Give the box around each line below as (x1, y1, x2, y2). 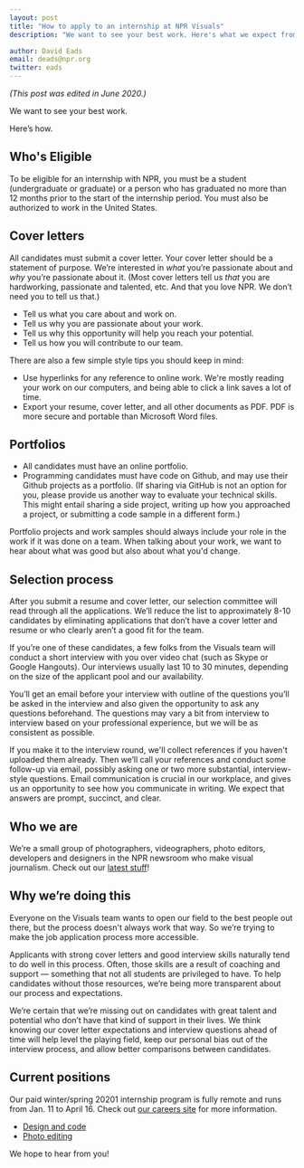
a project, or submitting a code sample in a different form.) (22, 508, 241, 520)
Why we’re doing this (9, 888, 131, 904)
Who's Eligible (9, 149, 92, 165)
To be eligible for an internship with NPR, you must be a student (9, 173, 247, 184)
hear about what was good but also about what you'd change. (9, 546, 241, 556)
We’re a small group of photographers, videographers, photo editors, (9, 843, 266, 854)
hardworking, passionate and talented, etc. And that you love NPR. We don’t (9, 281, 292, 292)
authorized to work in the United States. (9, 202, 158, 213)
